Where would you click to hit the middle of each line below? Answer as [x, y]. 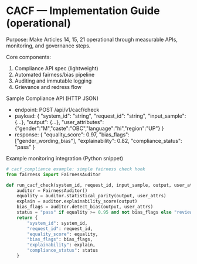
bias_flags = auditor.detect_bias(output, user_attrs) [85, 207]
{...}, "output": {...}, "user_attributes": [59, 122]
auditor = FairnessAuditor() [52, 191]
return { [27, 218]
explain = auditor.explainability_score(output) [77, 201]
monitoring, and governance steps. [48, 46]
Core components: [28, 57]
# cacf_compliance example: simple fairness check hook [76, 169]
